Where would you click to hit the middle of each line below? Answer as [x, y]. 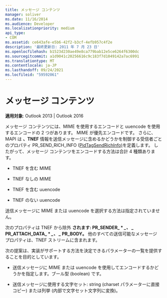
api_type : [15, 33]
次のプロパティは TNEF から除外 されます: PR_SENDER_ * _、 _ [70, 227]
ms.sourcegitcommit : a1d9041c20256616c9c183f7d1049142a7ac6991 [72, 56]
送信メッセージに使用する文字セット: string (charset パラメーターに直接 [86, 284]
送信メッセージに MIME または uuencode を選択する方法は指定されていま [81, 211]
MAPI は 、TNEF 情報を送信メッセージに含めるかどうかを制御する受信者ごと [84, 139]
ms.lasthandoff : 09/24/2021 [34, 70]
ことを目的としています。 [35, 257]
